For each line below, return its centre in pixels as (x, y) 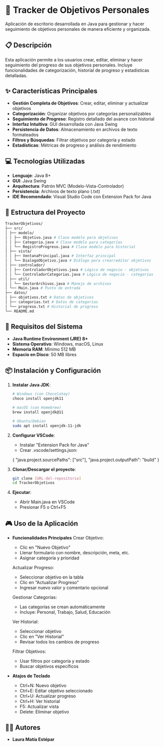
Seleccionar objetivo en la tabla (52, 577)
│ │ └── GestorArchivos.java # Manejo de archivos (58, 284)
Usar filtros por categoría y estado (55, 661)
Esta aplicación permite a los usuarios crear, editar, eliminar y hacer (74, 59)
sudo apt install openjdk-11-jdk (47, 426)
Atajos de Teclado (31, 676)
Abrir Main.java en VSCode (47, 502)
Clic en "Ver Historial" (42, 637)
